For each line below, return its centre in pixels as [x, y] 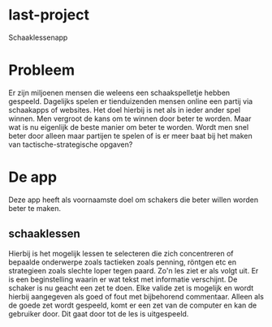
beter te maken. [35, 208]
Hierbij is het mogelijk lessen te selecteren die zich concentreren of [121, 253]
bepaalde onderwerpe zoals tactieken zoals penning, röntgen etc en [123, 262]
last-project [49, 15]
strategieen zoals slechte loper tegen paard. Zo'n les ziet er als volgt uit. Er [134, 270]
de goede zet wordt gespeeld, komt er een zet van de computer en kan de [133, 305]
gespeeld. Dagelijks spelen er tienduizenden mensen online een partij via [131, 101]
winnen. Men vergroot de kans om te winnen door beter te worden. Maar [130, 118]
